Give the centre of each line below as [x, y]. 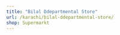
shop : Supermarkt [28, 23]
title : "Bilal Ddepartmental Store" [52, 12]
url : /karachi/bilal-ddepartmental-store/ [60, 17]
